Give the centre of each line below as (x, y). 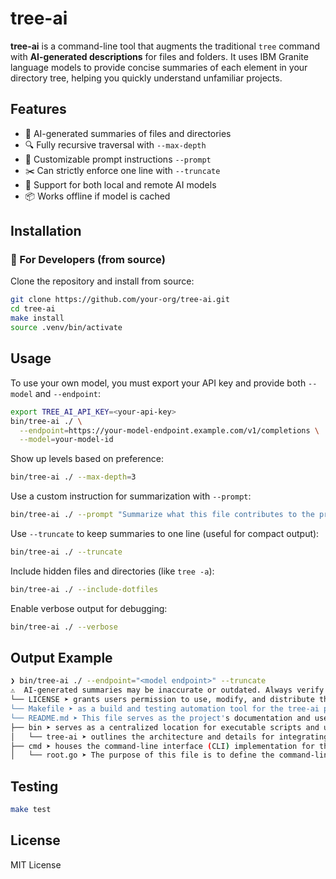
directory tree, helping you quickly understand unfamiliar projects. (146, 78)
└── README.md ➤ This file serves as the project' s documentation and (160, 718)
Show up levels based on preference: (87, 459)
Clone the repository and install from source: (102, 281)
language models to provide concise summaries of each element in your (159, 67)
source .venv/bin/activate (66, 328)
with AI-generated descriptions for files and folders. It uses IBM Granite (159, 56)
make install (37, 318)
